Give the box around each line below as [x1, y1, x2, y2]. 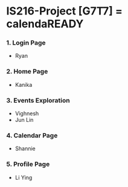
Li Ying [14, 174, 33, 181]
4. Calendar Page [6, 132, 58, 139]
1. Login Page [6, 39, 46, 47]
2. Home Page [6, 68, 48, 76]
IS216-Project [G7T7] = [6, 4, 123, 18]
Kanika [14, 81, 33, 88]
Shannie [14, 145, 36, 152]
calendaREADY [6, 17, 84, 31]
